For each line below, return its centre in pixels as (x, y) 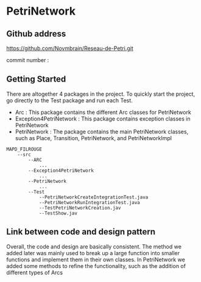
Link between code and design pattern (81, 232)
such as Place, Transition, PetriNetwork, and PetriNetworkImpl (93, 138)
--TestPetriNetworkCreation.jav (80, 208)
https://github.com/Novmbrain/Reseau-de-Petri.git (70, 48)
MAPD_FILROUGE (24, 149)
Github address (36, 34)
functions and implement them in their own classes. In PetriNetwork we (96, 259)
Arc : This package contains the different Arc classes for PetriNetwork (103, 112)
